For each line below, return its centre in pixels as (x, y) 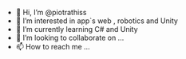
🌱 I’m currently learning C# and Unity (77, 29)
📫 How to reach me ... (53, 47)
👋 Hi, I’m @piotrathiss (51, 12)
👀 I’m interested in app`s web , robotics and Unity (97, 21)
